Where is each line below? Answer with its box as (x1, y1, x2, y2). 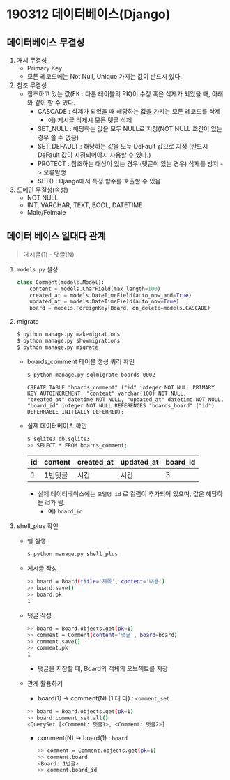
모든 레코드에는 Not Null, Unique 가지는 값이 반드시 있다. (26, 73, 183, 80)
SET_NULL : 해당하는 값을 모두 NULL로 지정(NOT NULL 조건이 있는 (37, 125, 222, 133)
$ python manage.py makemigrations (16, 331, 121, 338)
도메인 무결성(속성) (16, 186, 68, 194)
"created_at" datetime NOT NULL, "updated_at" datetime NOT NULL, (26, 396, 224, 403)
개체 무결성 (16, 57, 47, 64)
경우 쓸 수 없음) (37, 133, 79, 142)
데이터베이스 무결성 (6, 36, 85, 48)
